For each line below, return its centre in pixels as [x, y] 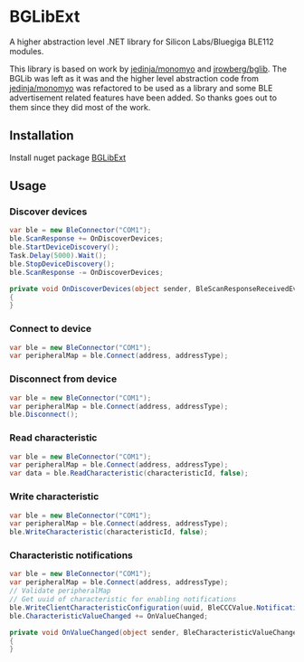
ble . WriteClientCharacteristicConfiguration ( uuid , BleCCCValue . [133, 608]
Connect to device [51, 329]
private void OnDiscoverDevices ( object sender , [101, 288]
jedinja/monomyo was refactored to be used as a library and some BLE [141, 88]
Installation [42, 136]
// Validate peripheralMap [60, 591]
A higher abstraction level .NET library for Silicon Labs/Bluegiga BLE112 [142, 42]
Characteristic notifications [71, 555]
